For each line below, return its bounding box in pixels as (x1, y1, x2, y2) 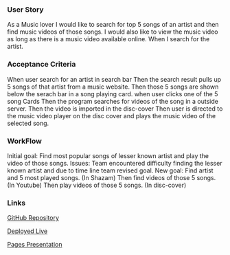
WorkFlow (7, 136, 43, 146)
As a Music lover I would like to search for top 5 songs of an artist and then (7, 21, 219, 29)
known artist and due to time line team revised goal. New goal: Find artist (7, 166, 214, 175)
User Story (7, 5, 44, 14)
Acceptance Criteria (7, 60, 76, 69)
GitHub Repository (7, 214, 60, 222)
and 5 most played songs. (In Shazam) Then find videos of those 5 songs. (7, 173, 216, 181)
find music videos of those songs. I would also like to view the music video (7, 27, 218, 36)
